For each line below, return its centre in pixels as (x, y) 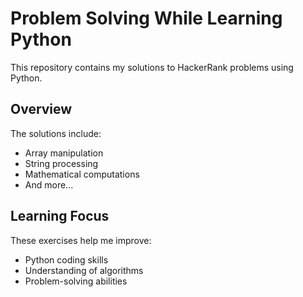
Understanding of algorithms (84, 270)
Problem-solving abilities (76, 281)
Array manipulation (64, 153)
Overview (41, 109)
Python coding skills (66, 259)
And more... (49, 184)
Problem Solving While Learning (146, 18)
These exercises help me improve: (81, 240)
